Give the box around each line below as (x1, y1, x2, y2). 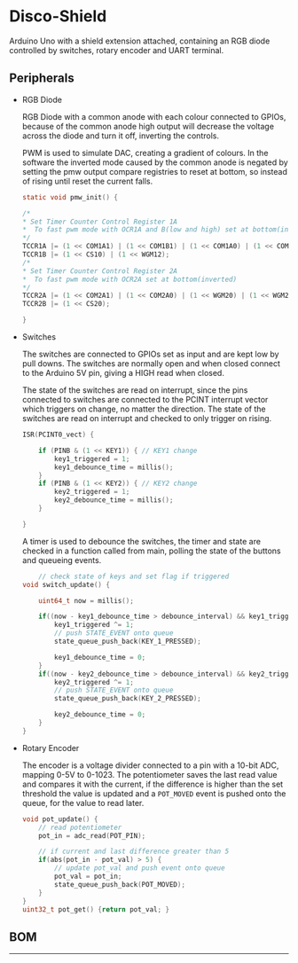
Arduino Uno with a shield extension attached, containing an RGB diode (9, 35, 271, 46)
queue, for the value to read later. (21, 797, 145, 808)
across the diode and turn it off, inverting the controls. (21, 130, 220, 141)
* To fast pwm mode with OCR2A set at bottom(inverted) (21, 275, 238, 284)
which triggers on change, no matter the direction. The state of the (21, 403, 266, 414)
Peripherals (9, 71, 75, 86)
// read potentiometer (38, 823, 122, 832)
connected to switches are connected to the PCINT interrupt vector (21, 395, 269, 404)
